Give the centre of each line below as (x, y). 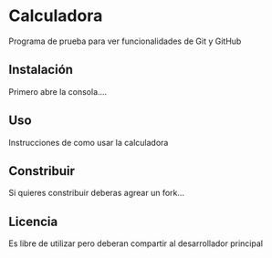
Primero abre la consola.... (58, 91)
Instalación (41, 70)
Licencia (33, 221)
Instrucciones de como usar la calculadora (89, 142)
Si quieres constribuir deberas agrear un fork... (96, 193)
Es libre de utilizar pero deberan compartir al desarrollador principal (136, 243)
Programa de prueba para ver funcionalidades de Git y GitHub (125, 41)
